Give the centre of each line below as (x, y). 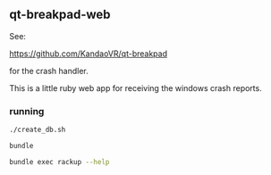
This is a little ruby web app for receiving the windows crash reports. (135, 87)
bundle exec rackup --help (59, 162)
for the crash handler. (49, 71)
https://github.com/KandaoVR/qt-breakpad (89, 54)
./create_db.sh (38, 130)
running (27, 111)
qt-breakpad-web (60, 15)
